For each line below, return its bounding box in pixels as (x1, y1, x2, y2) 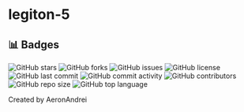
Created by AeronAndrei (8, 95, 88, 104)
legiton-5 (8, 6, 70, 24)
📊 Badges (8, 38, 59, 51)
